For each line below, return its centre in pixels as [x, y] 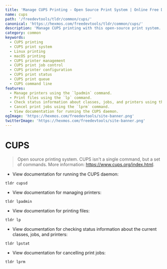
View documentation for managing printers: [57, 192]
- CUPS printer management [38, 61]
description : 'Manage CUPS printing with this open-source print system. [83, 28]
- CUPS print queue [30, 79]
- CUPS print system [31, 47]
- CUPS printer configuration [41, 70]
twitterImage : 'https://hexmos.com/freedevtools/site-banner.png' [75, 121]
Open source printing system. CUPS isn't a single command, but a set [89, 159]
